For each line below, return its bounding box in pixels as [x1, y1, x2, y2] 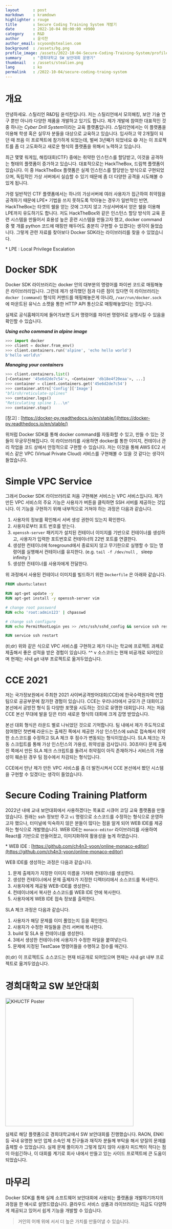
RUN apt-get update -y [5, 591, 54, 596]
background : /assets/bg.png [5, 46, 70, 51]
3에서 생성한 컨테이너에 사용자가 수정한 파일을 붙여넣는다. [12, 937, 128, 943]
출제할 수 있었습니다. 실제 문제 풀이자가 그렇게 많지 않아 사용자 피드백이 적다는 [5, 1144, 161, 1150]
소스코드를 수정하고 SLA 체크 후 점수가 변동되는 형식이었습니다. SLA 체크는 [10, 735, 160, 741]
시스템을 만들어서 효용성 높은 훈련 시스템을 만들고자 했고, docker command [10, 216, 162, 222]
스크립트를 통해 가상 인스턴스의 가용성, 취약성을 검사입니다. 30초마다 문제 [10, 741, 157, 747]
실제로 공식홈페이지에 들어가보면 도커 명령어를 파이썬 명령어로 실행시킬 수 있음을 [5, 311, 165, 318]
